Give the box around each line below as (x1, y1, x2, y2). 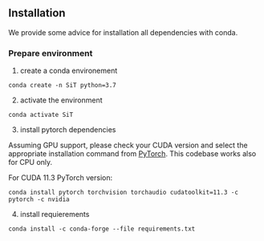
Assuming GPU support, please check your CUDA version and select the (8, 140, 248, 151)
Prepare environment (8, 47, 93, 58)
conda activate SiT (8, 111, 74, 119)
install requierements (19, 210, 90, 219)
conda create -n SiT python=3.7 (8, 82, 116, 90)
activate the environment (19, 95, 103, 105)
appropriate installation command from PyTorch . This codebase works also (8, 149, 257, 159)
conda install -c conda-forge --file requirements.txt (8, 225, 196, 233)
